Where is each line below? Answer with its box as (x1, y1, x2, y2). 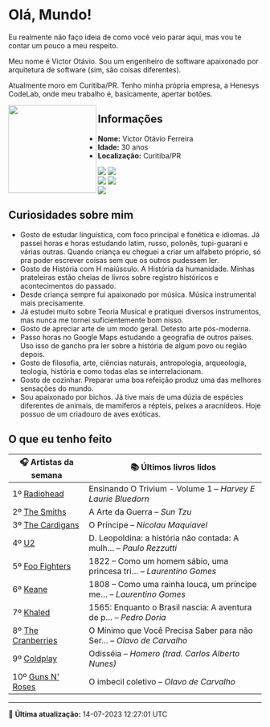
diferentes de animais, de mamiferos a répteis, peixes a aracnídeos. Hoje (19, 400, 261, 410)
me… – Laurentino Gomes (88, 589, 186, 600)
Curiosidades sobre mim (8, 208, 134, 222)
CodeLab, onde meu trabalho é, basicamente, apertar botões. (8, 88, 213, 98)
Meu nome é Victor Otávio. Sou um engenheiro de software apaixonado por (8, 56, 259, 66)
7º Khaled (12, 607, 51, 618)
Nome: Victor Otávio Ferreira (97, 133, 194, 143)
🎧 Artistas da (19, 457, 74, 468)
